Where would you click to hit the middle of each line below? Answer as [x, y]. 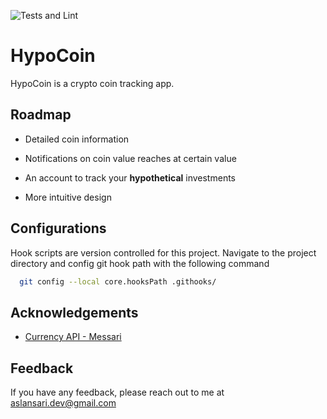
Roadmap [41, 115]
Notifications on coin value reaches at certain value [130, 158]
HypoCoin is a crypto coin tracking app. [92, 83]
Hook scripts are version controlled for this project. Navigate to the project [163, 252]
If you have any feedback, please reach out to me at [117, 392]
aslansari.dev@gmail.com [63, 403]
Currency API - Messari [73, 337]
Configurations [58, 228]
